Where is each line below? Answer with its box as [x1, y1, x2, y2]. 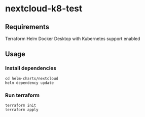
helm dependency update [5, 80, 54, 85]
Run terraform [5, 92, 40, 99]
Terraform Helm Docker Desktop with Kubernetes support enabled [5, 36, 141, 41]
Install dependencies [5, 65, 57, 72]
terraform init [5, 103, 36, 108]
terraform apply [5, 107, 38, 112]
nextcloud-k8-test [5, 3, 82, 14]
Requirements [5, 23, 49, 31]
